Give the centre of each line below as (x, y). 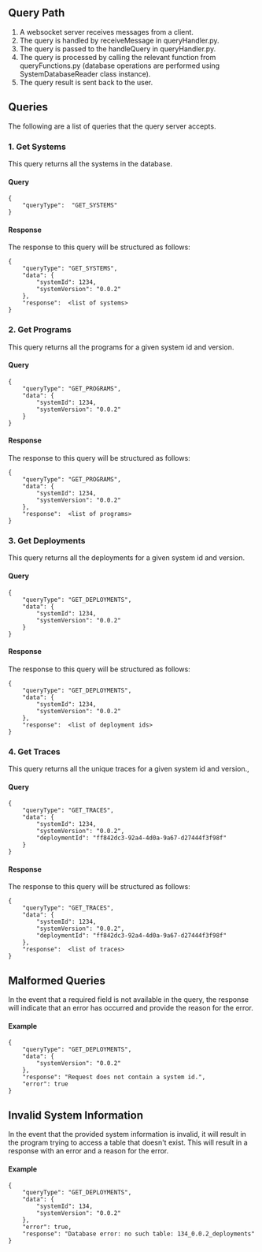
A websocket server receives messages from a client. (107, 32)
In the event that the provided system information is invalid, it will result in (127, 1134)
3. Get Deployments (47, 540)
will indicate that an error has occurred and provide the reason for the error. (131, 1008)
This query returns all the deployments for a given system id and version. (127, 558)
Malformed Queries (57, 980)
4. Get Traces (34, 751)
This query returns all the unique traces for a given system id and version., (129, 769)
